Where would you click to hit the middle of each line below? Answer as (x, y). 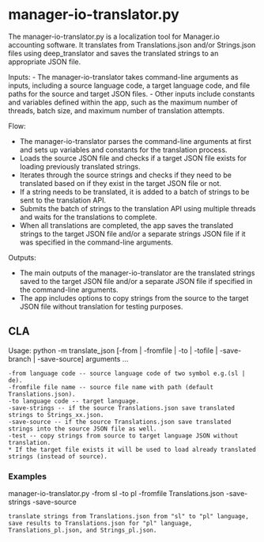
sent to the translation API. (63, 200)
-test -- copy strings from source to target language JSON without (123, 436)
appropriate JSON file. (45, 62)
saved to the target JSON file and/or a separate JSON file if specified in (136, 281)
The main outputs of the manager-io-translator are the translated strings (137, 273)
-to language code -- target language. (74, 401)
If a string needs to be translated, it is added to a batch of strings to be (134, 191)
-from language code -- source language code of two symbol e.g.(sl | (127, 373)
